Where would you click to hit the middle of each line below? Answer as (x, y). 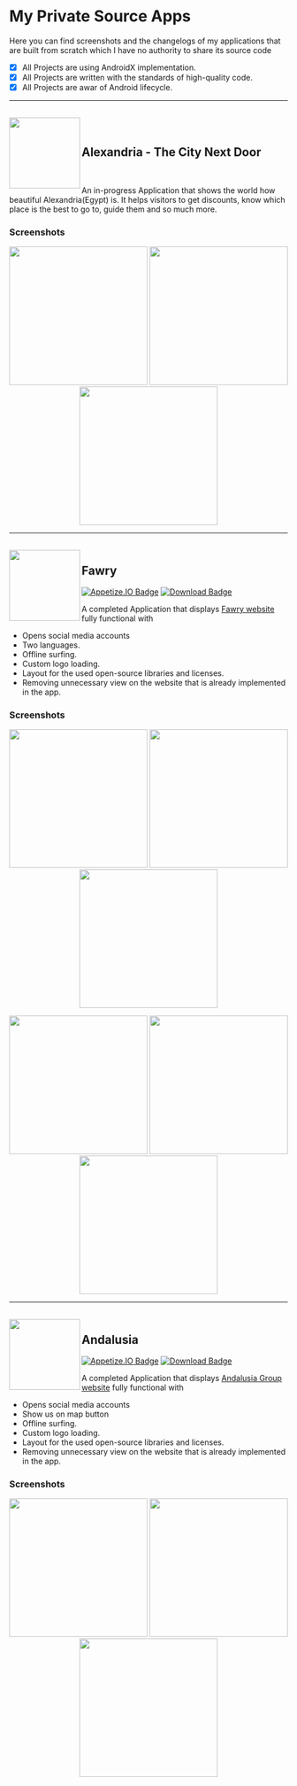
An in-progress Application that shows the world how (179, 190)
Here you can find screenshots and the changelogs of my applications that (145, 41)
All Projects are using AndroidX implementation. (109, 67)
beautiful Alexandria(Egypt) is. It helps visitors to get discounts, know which (147, 199)
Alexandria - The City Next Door (171, 152)
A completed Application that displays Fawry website (178, 610)
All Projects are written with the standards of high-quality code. (137, 78)
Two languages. (51, 645)
